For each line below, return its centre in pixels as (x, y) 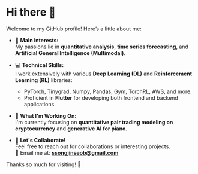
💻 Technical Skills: (39, 65)
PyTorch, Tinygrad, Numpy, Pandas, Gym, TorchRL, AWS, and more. (108, 91)
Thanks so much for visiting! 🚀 (44, 164)
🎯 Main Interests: (37, 40)
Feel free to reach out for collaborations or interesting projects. (93, 146)
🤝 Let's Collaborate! (40, 140)
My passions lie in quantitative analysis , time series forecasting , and (102, 47)
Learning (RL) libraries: (43, 80)
